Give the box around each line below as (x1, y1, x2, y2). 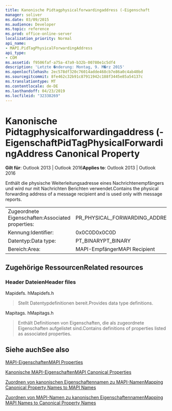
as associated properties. (17, 331, 72, 337)
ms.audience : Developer (5, 21, 56, 27)
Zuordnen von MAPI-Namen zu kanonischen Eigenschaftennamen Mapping (5, 394, 163, 400)
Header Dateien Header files (5, 278, 76, 286)
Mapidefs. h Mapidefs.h (5, 290, 54, 296)
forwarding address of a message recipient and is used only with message (5, 191, 163, 197)
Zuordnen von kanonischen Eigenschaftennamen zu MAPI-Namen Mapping (5, 379, 163, 385)
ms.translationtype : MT (5, 79, 56, 84)
